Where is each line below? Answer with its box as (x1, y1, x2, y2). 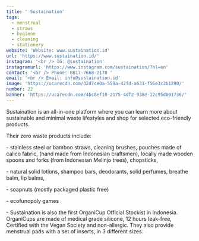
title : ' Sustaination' (6, 8, 65, 15)
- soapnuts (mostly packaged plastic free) (6, 186, 109, 193)
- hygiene (11, 31, 36, 37)
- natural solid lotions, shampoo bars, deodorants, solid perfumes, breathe (6, 168, 188, 175)
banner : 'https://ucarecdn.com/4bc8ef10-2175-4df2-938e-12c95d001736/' (6, 92, 187, 98)
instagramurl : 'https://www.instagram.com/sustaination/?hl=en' (6, 64, 169, 70)
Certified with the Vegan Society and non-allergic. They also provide (6, 221, 174, 229)
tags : (6, 14, 20, 20)
